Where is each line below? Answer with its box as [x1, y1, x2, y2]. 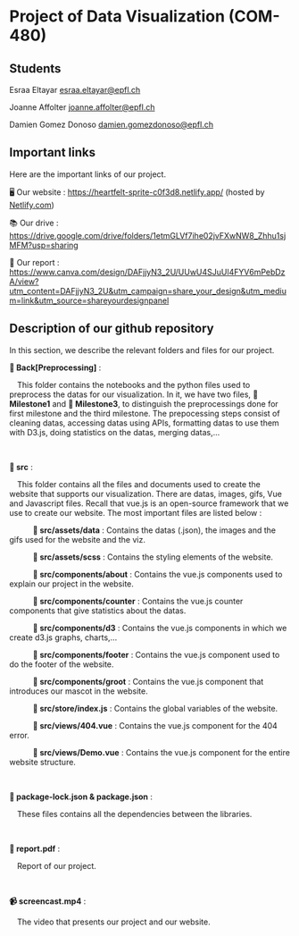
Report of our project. [17, 860, 96, 871]
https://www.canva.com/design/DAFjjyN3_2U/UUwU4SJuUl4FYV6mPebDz [9, 266, 286, 277]
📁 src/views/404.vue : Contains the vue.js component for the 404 [32, 720, 278, 730]
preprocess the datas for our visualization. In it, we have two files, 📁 [9, 389, 259, 400]
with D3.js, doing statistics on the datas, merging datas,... [9, 426, 220, 437]
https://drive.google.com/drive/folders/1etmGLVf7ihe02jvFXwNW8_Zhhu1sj [9, 230, 287, 240]
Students [9, 61, 62, 76]
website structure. [9, 756, 76, 767]
